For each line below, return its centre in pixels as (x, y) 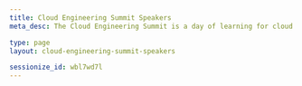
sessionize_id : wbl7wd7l (56, 67)
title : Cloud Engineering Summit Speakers (90, 18)
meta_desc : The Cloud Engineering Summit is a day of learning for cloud (151, 26)
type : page (30, 43)
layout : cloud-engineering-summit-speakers (93, 51)
